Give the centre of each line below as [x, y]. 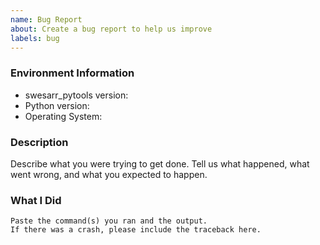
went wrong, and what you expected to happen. [109, 174]
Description [39, 142]
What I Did [36, 200]
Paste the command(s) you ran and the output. [109, 221]
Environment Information [72, 73]
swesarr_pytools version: [76, 95]
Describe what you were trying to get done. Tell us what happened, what [160, 163]
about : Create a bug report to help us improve [111, 29]
